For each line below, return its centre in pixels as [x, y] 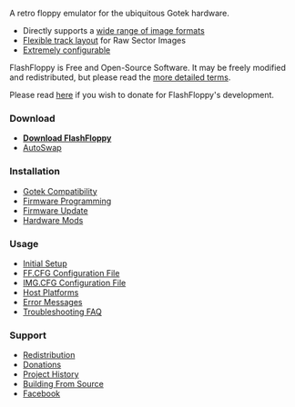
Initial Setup [45, 263]
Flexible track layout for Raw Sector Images [104, 40]
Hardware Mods [53, 220]
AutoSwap [42, 148]
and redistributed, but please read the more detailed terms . [120, 77]
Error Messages [52, 302]
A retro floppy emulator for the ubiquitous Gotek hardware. [120, 13]
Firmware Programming [67, 201]
